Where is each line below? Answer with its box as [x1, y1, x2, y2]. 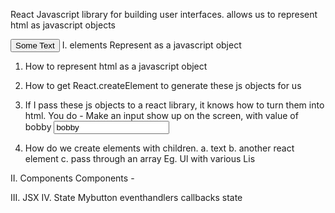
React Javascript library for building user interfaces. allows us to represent [10, 9, 318, 20]
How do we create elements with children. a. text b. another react [24, 142, 295, 154]
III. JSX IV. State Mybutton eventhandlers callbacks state [10, 192, 243, 203]
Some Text [15, 40, 55, 51]
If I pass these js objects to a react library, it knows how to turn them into [24, 99, 325, 111]
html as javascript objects [10, 19, 116, 31]
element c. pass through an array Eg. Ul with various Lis [24, 153, 256, 164]
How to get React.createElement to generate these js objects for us [24, 80, 302, 91]
